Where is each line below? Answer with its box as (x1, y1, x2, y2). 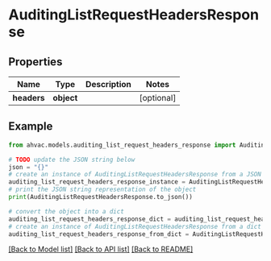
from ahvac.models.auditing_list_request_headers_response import (8, 141, 236, 149)
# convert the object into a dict (8, 207, 125, 215)
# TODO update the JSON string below (8, 155, 135, 164)
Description (85, 79, 131, 89)
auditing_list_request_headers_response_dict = (8, 215, 172, 223)
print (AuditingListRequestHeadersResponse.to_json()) (8, 193, 194, 201)
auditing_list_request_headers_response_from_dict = (8, 230, 190, 238)
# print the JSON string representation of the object (8, 185, 197, 194)
